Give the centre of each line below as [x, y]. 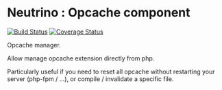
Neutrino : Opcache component [99, 13]
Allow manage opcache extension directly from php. [81, 58]
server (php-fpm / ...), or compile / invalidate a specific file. [90, 79]
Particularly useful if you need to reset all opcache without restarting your [111, 71]
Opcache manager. [34, 45]
